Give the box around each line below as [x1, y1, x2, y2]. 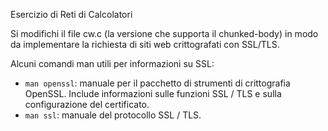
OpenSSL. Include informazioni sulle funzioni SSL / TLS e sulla [24, 88, 282, 99]
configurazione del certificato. [24, 99, 150, 110]
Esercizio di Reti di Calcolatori [10, 9, 133, 20]
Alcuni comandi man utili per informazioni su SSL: [10, 58, 215, 69]
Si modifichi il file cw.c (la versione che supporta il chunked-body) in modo [10, 28, 319, 39]
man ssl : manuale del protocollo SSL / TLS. [24, 109, 202, 121]
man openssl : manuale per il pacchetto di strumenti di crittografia [24, 77, 291, 89]
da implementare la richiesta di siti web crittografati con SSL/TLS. [10, 39, 280, 50]
